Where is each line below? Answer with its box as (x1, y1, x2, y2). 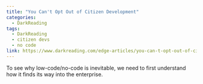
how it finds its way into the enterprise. (6, 70, 103, 78)
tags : (6, 25, 20, 32)
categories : (6, 14, 36, 20)
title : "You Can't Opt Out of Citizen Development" (6, 8, 139, 15)
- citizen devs (11, 37, 50, 43)
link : (6, 48, 20, 54)
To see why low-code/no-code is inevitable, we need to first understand (6, 64, 186, 71)
